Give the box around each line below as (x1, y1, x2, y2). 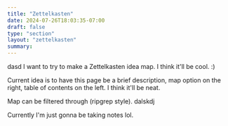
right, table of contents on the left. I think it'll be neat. (7, 84, 161, 92)
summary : (7, 43, 33, 50)
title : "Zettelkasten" (7, 10, 74, 18)
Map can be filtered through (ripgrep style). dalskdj (7, 97, 155, 106)
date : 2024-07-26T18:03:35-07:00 (7, 17, 105, 24)
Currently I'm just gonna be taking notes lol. (7, 111, 134, 119)
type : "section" (7, 30, 55, 37)
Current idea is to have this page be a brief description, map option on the (7, 76, 222, 84)
